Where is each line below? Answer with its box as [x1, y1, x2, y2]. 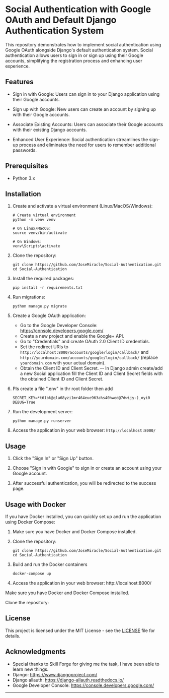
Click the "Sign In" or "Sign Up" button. [12, 455, 94, 462]
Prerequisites [5, 162, 48, 170]
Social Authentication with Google [5, 4, 151, 15]
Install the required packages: [12, 276, 74, 282]
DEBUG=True [12, 400, 36, 405]
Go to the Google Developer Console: [20, 323, 98, 329]
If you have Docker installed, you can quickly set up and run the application [5, 514, 161, 520]
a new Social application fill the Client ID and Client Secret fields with [20, 370, 163, 376]
